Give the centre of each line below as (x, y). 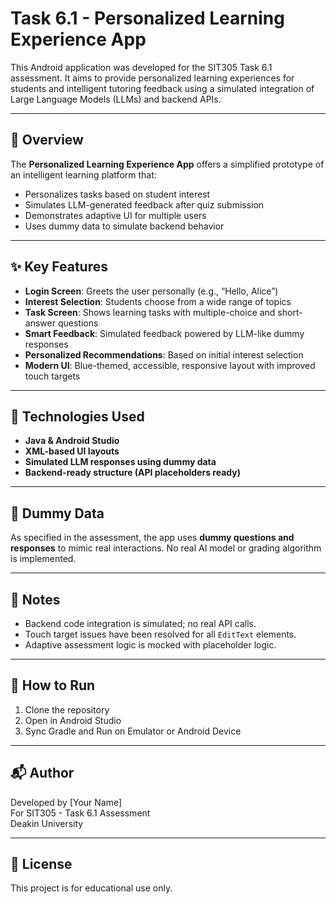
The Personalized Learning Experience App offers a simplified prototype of (167, 164)
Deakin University (47, 823)
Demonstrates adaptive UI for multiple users (115, 215)
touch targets (52, 376)
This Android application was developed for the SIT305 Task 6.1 (141, 67)
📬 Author (42, 773)
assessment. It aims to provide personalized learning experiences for (152, 78)
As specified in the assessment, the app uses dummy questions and (152, 538)
